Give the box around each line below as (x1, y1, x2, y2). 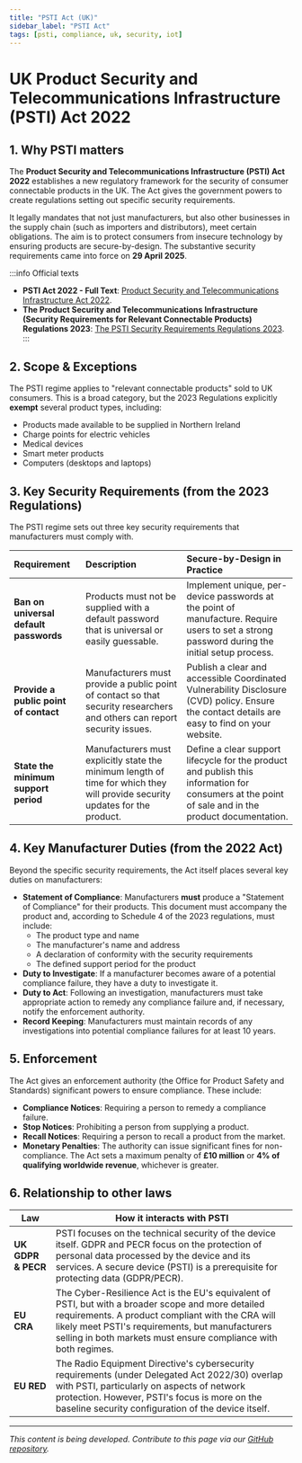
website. (186, 729, 223, 740)
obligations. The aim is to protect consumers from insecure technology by (9, 231, 283, 243)
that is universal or (84, 624, 164, 636)
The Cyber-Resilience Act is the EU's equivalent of (55, 1287, 271, 1299)
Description (84, 558, 138, 571)
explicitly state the (84, 754, 163, 767)
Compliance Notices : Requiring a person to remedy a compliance (22, 1102, 267, 1113)
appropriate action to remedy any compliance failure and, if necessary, (22, 997, 285, 1007)
